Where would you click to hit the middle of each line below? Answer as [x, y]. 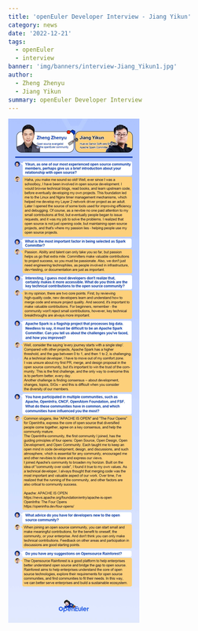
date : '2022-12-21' [40, 33]
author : [21, 75]
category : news [33, 25]
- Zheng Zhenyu [40, 83]
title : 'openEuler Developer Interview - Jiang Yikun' [100, 17]
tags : [17, 42]
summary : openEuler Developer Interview [75, 100]
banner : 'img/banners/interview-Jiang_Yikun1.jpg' [93, 67]
